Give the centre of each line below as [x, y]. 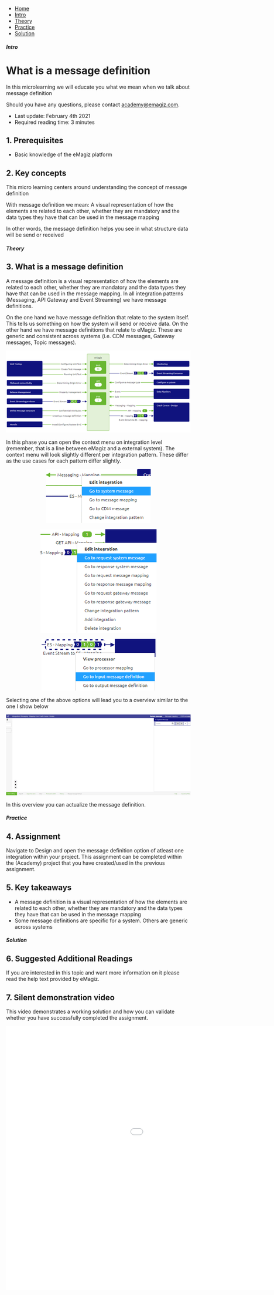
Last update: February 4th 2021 [52, 116]
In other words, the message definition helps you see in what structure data [97, 229]
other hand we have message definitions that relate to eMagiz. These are [94, 330]
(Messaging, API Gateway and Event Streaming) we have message [86, 299]
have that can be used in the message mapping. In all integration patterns [95, 294]
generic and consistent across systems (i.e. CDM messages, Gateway [90, 336]
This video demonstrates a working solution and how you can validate [90, 1011]
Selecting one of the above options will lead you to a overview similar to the [97, 700]
